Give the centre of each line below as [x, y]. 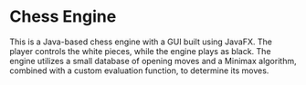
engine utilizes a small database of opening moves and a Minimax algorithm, [153, 61]
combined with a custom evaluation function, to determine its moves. [139, 71]
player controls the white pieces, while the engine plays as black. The [140, 51]
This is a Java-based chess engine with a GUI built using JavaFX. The [141, 42]
